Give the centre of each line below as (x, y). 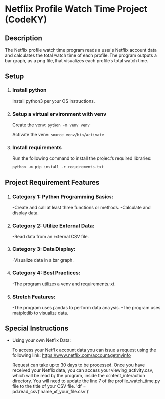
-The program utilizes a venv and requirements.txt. (64, 284)
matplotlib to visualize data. (40, 313)
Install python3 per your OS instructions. (54, 101)
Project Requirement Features (52, 182)
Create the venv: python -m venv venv (51, 125)
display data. (25, 213)
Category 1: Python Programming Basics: (63, 196)
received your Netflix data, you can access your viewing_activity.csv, (83, 370)
